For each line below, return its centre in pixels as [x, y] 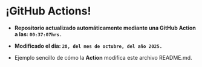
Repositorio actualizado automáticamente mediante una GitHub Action [105, 28]
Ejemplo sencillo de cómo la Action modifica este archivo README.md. [103, 57]
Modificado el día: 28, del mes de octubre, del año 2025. [88, 46]
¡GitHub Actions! [48, 11]
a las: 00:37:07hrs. [38, 34]
